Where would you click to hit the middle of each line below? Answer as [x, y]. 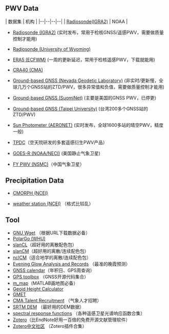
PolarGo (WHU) [29, 239]
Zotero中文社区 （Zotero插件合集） [50, 326]
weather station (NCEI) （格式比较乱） [53, 203]
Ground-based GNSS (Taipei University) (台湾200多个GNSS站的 [80, 109]
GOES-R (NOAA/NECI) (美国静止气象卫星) [57, 153]
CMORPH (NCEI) [30, 193]
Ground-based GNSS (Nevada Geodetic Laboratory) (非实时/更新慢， [86, 80]
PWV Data [22, 8]
